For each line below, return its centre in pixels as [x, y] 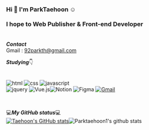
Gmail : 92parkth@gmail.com [41, 51]
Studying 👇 [20, 62]
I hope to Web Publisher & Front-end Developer [74, 24]
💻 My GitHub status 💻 [33, 113]
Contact [16, 44]
